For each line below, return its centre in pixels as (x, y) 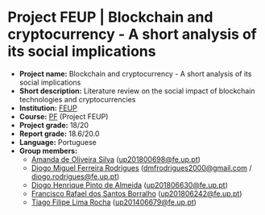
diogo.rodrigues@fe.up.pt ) (75, 176)
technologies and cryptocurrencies (77, 99)
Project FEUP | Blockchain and (110, 17)
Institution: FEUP (48, 108)
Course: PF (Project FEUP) (64, 116)
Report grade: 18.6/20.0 (59, 134)
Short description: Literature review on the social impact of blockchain (137, 91)
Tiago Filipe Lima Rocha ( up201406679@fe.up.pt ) (114, 202)
